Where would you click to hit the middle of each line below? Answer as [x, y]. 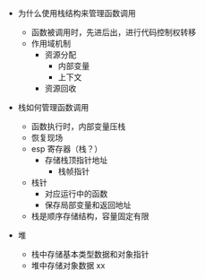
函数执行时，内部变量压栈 [78, 126]
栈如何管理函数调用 [53, 107]
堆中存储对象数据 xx [68, 266]
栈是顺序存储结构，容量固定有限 [90, 216]
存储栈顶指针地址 [76, 160]
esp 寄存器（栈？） [67, 149]
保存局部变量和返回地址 [88, 205]
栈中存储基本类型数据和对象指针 [90, 254]
